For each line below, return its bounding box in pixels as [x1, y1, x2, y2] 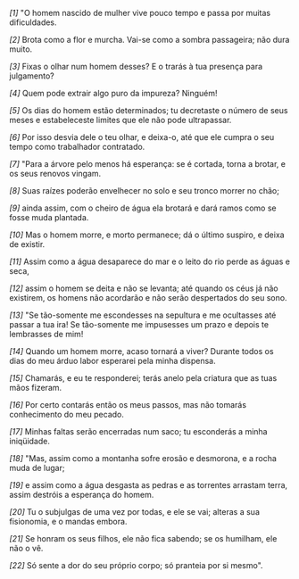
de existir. [9, 239, 46, 249]
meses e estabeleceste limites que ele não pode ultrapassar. [9, 115, 232, 125]
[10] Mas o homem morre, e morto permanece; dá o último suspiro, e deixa [9, 229, 285, 240]
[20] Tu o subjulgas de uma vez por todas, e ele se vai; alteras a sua [9, 507, 261, 517]
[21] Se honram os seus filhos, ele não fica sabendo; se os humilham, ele [9, 534, 278, 543]
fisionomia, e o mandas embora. [9, 517, 128, 526]
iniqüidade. [9, 436, 51, 446]
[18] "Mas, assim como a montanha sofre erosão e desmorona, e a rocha [9, 453, 277, 463]
